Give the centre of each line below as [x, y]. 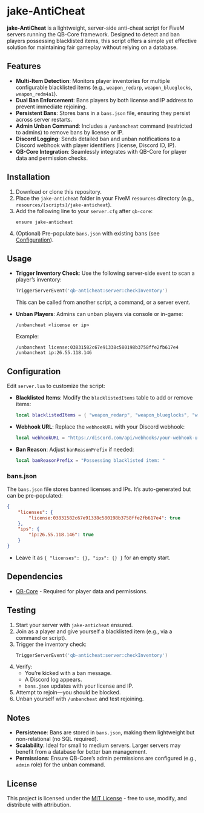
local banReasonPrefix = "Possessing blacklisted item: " [90, 460]
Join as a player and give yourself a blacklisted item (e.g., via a [94, 631]
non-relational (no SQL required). [57, 739]
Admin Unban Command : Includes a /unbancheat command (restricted [104, 126]
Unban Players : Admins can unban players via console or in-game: [99, 314]
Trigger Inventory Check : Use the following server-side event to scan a [105, 273]
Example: [27, 337]
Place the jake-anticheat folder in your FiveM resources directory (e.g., [105, 198]
